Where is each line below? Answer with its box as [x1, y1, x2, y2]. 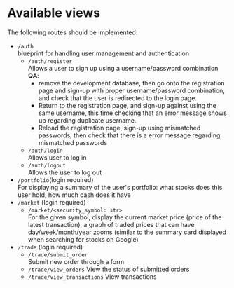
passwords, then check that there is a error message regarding [38, 131, 221, 139]
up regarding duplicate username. [38, 116, 137, 124]
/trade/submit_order [27, 251, 88, 259]
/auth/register [27, 57, 72, 64]
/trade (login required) [17, 242, 83, 251]
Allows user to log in [27, 153, 87, 162]
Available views [7, 5, 100, 21]
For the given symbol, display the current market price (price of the [27, 212, 222, 221]
